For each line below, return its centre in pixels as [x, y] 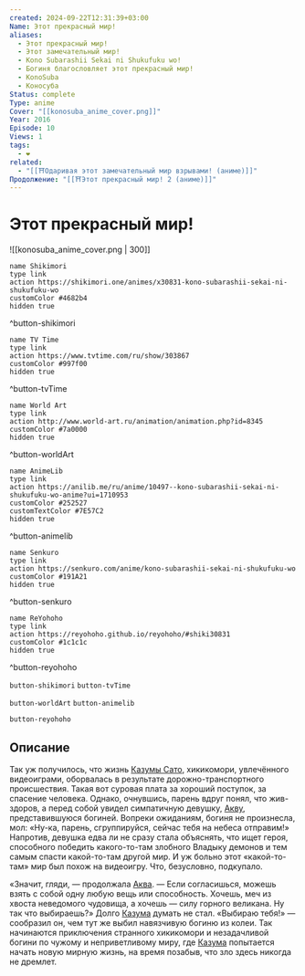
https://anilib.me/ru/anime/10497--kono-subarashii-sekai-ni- [159, 488]
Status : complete [42, 94]
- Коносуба [38, 86]
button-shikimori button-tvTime [70, 686]
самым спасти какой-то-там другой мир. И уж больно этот [126, 856]
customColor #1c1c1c [49, 643]
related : [26, 162]
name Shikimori [38, 267]
